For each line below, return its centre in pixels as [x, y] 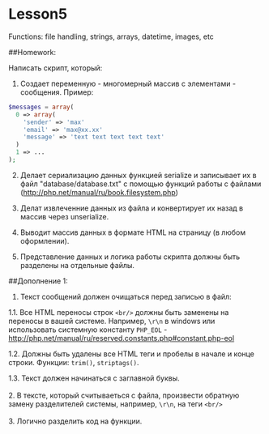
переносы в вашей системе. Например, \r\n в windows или [112, 321]
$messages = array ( [41, 107]
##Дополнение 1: [38, 281]
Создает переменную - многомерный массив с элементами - [128, 83]
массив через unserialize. [64, 216]
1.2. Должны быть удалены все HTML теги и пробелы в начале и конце [132, 354]
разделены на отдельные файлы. [77, 265]
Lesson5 [38, 14]
